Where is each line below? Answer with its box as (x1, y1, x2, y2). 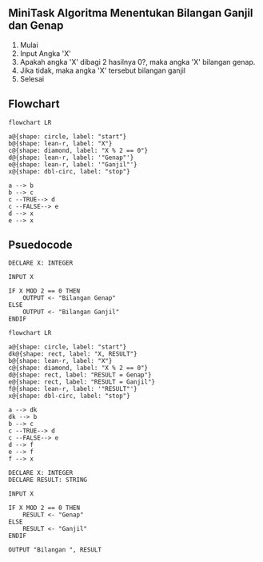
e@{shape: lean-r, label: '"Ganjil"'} (8, 160, 137, 169)
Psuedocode (8, 238, 74, 252)
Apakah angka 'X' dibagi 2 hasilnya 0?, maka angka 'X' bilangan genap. (19, 57, 256, 66)
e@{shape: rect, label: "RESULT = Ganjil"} (8, 378, 156, 386)
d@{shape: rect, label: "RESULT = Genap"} (8, 371, 152, 379)
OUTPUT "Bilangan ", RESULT (8, 546, 102, 554)
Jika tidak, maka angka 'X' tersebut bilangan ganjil (19, 66, 186, 75)
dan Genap (8, 19, 64, 33)
